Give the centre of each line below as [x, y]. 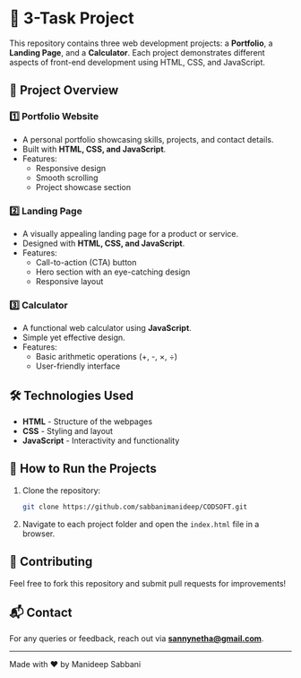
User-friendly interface [78, 366]
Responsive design [71, 168]
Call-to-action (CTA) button [86, 262]
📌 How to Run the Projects [83, 469]
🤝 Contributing [51, 562]
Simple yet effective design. [73, 338]
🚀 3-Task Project [72, 18]
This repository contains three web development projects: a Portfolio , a [141, 43]
